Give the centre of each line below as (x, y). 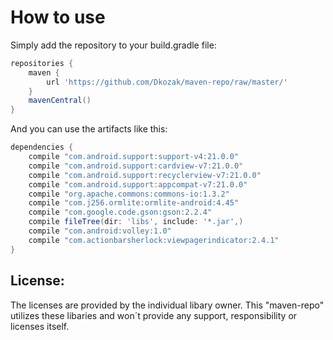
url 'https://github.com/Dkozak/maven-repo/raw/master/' (167, 82)
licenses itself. (40, 326)
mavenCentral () (60, 101)
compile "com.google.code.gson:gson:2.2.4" (120, 212)
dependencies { (42, 147)
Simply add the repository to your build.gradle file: (113, 45)
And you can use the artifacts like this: (89, 129)
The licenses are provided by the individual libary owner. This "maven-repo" (167, 305)
